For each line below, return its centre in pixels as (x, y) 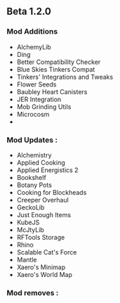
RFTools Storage (41, 237)
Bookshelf (31, 177)
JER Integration (39, 99)
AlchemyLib (34, 47)
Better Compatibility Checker (59, 62)
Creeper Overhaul (43, 200)
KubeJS (28, 222)
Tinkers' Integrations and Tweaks (65, 77)
